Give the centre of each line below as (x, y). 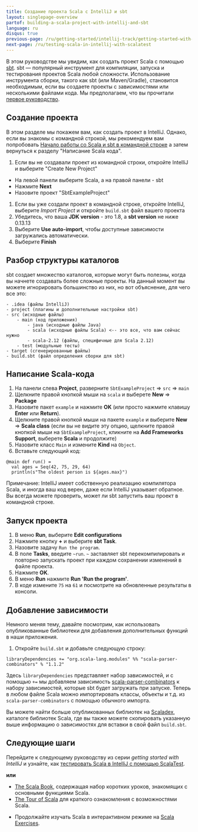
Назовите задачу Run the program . (57, 548)
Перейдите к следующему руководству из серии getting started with (93, 757)
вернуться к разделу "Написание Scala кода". (64, 151)
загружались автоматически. (52, 235)
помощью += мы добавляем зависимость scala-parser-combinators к (93, 681)
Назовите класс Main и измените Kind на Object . (75, 445)
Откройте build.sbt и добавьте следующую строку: (80, 648)
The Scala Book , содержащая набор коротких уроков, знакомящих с (101, 786)
